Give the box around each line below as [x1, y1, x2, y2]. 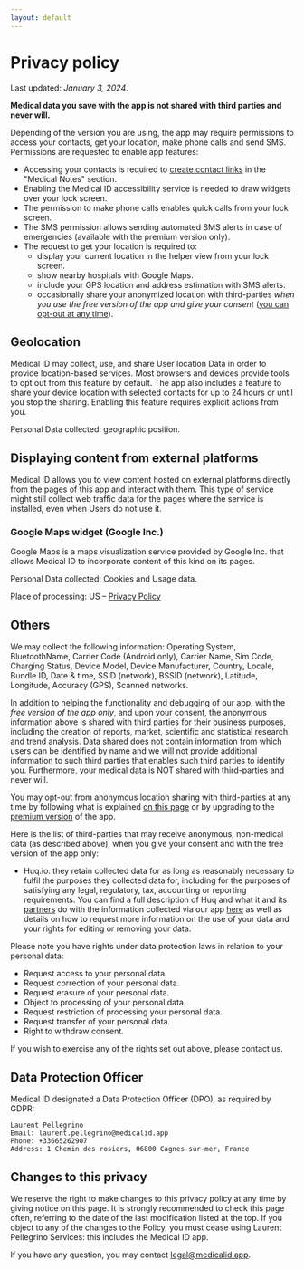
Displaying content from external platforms [10, 450, 259, 466]
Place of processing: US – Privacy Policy [10, 591, 161, 602]
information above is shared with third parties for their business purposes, [10, 716, 287, 727]
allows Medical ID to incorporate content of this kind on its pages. [10, 556, 255, 567]
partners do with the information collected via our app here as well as [23, 904, 283, 915]
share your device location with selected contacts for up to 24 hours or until [10, 387, 293, 399]
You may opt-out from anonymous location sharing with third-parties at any [10, 792, 292, 803]
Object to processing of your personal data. [23, 997, 186, 1008]
